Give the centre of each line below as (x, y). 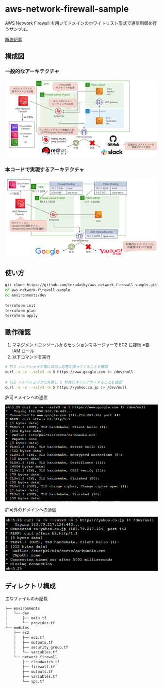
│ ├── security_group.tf (41, 647)
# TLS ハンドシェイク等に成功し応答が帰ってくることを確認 (57, 367)
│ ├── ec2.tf (29, 637)
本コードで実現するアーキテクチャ (45, 169)
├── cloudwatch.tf (41, 662)
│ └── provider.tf (30, 623)
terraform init (20, 305)
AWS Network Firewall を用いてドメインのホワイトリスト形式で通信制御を (79, 23)
